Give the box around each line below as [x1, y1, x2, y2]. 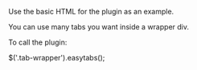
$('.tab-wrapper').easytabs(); [8, 53, 105, 62]
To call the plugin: [8, 37, 68, 47]
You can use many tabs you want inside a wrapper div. [8, 22, 189, 31]
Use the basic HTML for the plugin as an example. [8, 7, 174, 16]
